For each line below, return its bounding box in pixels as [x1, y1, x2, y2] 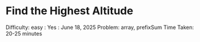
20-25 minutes [5, 30, 43, 37]
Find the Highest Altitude [5, 4, 134, 18]
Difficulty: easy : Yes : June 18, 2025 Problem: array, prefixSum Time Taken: [5, 24, 194, 31]
